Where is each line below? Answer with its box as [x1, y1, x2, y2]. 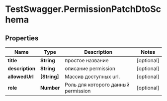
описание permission [64, 65, 116, 72]
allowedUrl [7, 73, 34, 80]
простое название [64, 57, 109, 64]
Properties [5, 34, 39, 42]
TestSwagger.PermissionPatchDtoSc [5, 3, 162, 15]
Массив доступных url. [64, 73, 120, 80]
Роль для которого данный [64, 81, 130, 88]
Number [40, 85, 60, 91]
